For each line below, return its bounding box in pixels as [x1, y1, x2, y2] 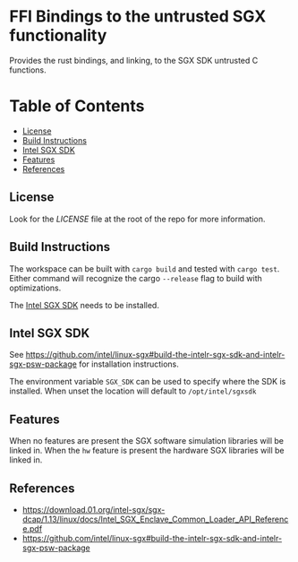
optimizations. [9, 282, 62, 293]
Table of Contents [9, 96, 145, 117]
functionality [9, 25, 107, 46]
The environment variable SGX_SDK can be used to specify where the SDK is [9, 376, 286, 387]
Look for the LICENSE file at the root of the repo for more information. [9, 213, 266, 224]
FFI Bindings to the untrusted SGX [9, 6, 267, 27]
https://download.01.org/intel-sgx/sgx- [21, 504, 166, 514]
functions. [9, 65, 47, 75]
